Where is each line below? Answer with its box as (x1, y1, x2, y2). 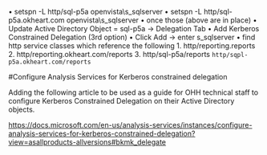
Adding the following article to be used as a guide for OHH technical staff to (8, 88, 259, 97)
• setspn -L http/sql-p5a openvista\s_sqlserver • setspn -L (8, 7, 202, 16)
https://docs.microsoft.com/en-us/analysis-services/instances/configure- (8, 120, 253, 129)
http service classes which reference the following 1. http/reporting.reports (8, 41, 256, 51)
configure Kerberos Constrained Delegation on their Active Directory (8, 96, 235, 105)
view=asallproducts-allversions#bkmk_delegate (8, 137, 167, 147)
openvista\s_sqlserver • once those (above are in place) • (66, 15, 257, 25)
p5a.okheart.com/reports (8, 58, 91, 66)
